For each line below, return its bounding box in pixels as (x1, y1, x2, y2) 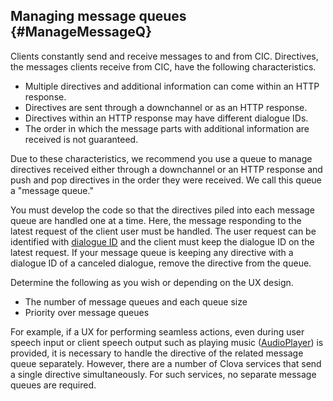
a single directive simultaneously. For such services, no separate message (10, 368, 317, 380)
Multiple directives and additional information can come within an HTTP (24, 80, 320, 92)
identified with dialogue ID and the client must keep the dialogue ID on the (10, 235, 315, 248)
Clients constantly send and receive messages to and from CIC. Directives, (10, 50, 319, 62)
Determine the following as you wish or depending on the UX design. (10, 276, 294, 288)
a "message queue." (10, 184, 94, 196)
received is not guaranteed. (24, 133, 139, 145)
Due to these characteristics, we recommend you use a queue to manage (10, 152, 313, 164)
